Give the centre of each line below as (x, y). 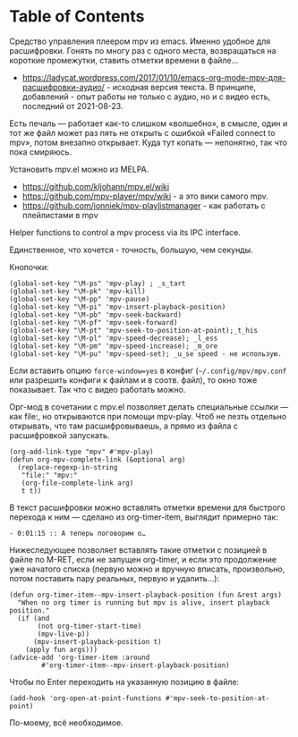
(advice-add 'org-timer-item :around (80, 657)
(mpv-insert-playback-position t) (98, 641)
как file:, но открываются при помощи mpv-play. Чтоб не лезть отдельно (148, 416)
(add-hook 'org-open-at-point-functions (86, 698)
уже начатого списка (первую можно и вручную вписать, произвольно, (147, 569)
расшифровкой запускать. (60, 435)
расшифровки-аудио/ (64, 87)
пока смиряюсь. (41, 152)
